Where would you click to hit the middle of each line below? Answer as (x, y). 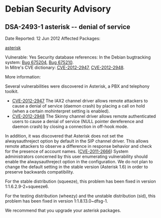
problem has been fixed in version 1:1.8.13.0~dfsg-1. (56, 201)
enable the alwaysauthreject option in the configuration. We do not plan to (79, 162)
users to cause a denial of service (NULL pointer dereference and (78, 121)
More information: (23, 77)
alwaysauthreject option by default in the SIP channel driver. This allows (77, 141)
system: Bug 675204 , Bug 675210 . (39, 62)
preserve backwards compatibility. (40, 172)
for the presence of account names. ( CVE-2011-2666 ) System (67, 151)
